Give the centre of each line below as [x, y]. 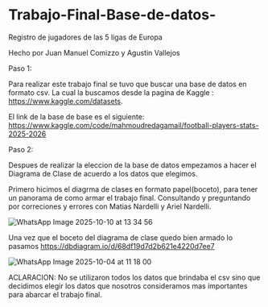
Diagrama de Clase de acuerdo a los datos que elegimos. [103, 173]
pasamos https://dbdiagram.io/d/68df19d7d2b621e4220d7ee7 [111, 246]
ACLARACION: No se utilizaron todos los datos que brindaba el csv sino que [134, 277]
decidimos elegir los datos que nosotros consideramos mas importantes [128, 286]
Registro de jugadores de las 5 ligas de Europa [85, 37]
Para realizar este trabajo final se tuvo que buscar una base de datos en [128, 84]
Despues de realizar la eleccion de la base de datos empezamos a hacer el [132, 165]
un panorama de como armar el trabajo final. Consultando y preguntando [130, 197]
